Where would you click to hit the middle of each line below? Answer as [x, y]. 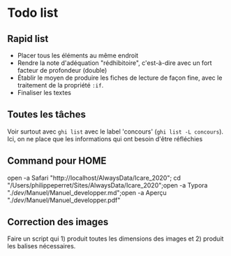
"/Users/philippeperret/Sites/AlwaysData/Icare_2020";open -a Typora [107, 185]
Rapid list [28, 39]
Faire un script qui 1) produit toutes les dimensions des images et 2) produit [115, 239]
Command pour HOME [57, 161]
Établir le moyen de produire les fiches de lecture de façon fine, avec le [120, 78]
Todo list [33, 13]
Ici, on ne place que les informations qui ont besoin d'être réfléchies [105, 138]
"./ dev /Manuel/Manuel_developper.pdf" [64, 200]
